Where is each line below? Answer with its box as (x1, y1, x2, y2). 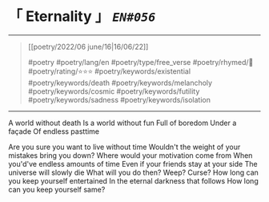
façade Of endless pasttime (8, 126, 100, 136)
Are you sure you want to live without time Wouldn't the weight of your (8, 142, 241, 151)
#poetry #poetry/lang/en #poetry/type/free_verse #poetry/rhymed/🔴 (27, 57, 254, 67)
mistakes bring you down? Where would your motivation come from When (8, 150, 253, 160)
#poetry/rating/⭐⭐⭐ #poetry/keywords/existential (27, 66, 191, 76)
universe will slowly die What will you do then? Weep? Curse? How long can (8, 168, 259, 177)
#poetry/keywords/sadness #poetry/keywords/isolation (27, 95, 211, 104)
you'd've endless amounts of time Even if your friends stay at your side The (8, 159, 258, 168)
